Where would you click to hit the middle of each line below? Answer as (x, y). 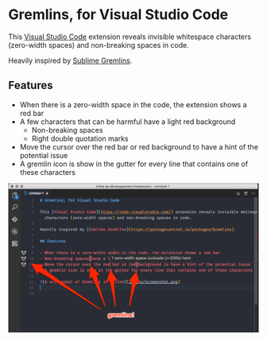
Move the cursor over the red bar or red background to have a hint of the (139, 147)
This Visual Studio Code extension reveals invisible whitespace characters (130, 37)
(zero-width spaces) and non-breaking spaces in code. (99, 45)
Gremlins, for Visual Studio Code (118, 15)
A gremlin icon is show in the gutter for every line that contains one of (134, 164)
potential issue (44, 155)
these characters (47, 172)
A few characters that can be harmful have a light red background (128, 122)
